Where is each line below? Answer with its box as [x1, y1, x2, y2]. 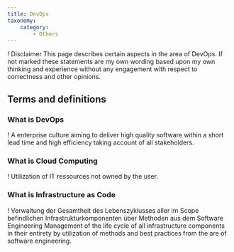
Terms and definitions [7, 93, 106, 105]
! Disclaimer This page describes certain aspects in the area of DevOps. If [7, 50, 223, 58]
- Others [33, 30, 59, 38]
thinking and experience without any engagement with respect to [7, 65, 198, 73]
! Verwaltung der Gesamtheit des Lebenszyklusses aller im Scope [7, 206, 199, 214]
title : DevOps [7, 10, 50, 18]
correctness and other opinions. [7, 73, 101, 81]
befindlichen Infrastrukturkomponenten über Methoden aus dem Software [7, 214, 223, 222]
